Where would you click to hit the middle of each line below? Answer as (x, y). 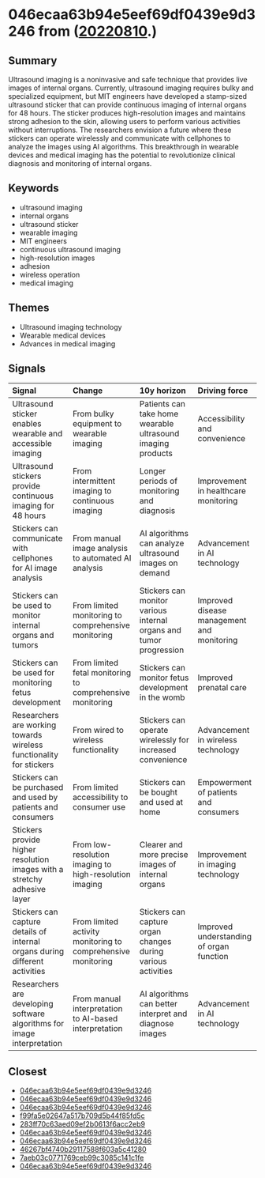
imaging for (34, 506)
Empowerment (225, 783)
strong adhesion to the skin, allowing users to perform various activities (124, 121)
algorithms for (38, 1024)
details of (30, 932)
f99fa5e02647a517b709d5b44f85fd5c (82, 1116)
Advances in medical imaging (67, 344)
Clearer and (161, 845)
